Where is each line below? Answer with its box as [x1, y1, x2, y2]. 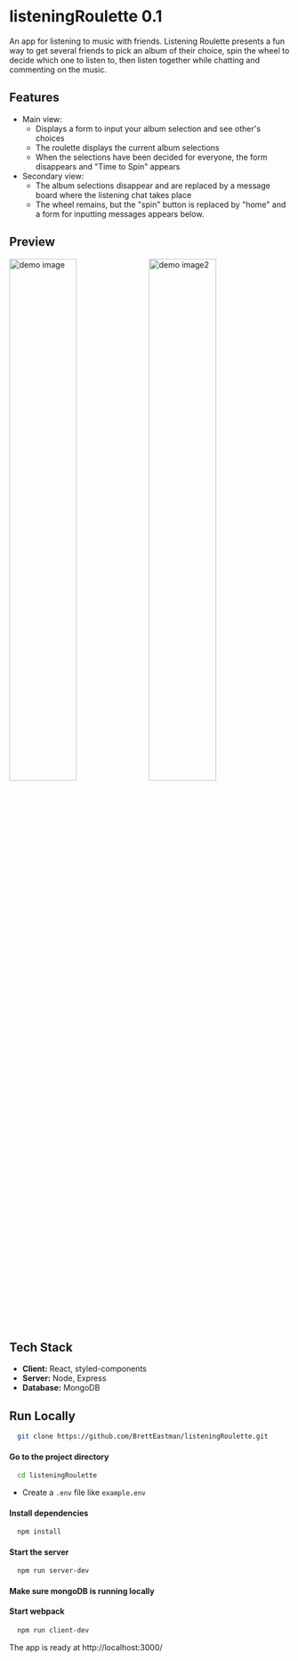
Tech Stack [9, 1340, 73, 1355]
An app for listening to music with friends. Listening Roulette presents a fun [9, 36, 286, 46]
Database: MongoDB [21, 1383, 101, 1393]
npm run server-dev [17, 1566, 90, 1575]
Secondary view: [21, 170, 85, 181]
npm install [17, 1527, 62, 1536]
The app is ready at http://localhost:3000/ [9, 1641, 163, 1652]
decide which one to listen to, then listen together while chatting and [9, 54, 261, 65]
